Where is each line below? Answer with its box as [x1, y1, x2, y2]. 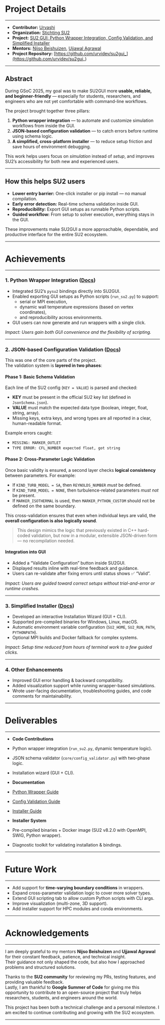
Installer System [12, 817, 47, 824]
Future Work [5, 864, 57, 875]
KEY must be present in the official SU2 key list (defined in [12, 394, 131, 400]
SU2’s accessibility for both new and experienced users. [5, 158, 119, 164]
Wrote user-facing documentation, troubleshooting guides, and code [12, 688, 151, 694]
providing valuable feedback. [5, 979, 64, 985]
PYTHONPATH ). [12, 630, 38, 635]
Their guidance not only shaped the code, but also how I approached [5, 959, 145, 965]
